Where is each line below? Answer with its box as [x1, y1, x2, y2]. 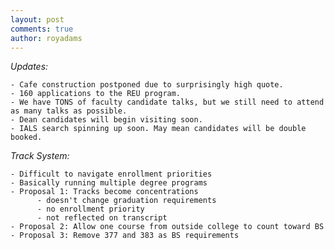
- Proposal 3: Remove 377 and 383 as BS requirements [10, 231, 240, 241]
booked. [10, 132, 43, 143]
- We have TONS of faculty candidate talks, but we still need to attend [10, 97, 325, 108]
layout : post [10, 14, 65, 25]
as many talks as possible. [10, 106, 128, 116]
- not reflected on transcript [36, 213, 168, 223]
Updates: [10, 61, 49, 73]
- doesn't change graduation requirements [36, 196, 217, 206]
